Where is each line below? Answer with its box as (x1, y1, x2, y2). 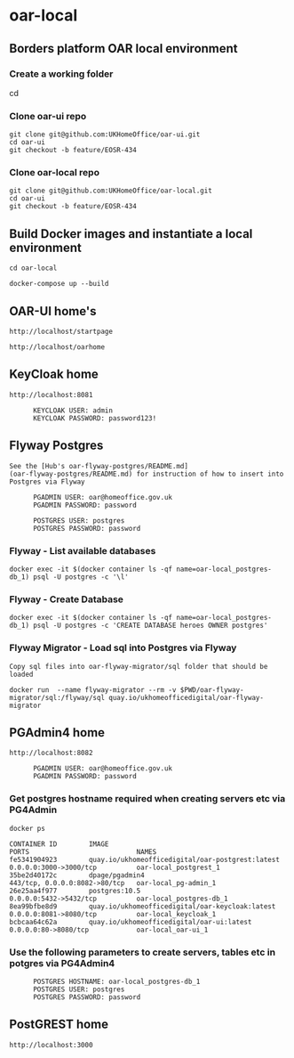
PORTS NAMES (9, 847, 157, 856)
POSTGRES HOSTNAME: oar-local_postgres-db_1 (32, 977, 201, 987)
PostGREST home (9, 1017, 109, 1032)
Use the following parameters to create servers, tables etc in (9, 946, 276, 958)
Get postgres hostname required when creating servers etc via (9, 793, 286, 805)
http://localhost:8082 (9, 749, 93, 758)
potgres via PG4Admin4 (9, 956, 115, 969)
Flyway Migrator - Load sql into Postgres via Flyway (9, 642, 237, 655)
